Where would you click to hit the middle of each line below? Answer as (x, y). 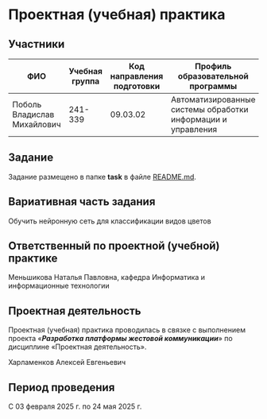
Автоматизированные (213, 99)
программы (213, 86)
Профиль (213, 66)
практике (33, 259)
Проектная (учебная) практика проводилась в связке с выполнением (127, 330)
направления (137, 76)
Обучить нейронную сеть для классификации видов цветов (110, 221)
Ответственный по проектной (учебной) (114, 246)
